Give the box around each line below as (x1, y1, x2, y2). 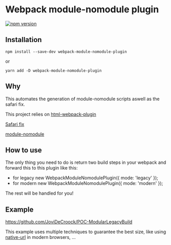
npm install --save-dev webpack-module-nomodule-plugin (5, 49, 127, 54)
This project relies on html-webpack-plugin (5, 111, 96, 117)
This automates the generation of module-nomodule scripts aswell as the (5, 96, 160, 102)
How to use (5, 145, 42, 155)
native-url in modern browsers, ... (5, 234, 76, 240)
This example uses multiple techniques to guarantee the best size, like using (5, 229, 166, 235)
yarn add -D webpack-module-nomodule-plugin (5, 68, 102, 73)
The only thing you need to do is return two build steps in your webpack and (5, 159, 166, 165)
